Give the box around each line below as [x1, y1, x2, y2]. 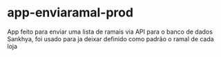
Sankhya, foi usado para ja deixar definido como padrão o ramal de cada [7, 34, 214, 43]
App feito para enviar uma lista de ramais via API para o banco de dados [7, 27, 213, 36]
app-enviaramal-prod [7, 5, 133, 21]
